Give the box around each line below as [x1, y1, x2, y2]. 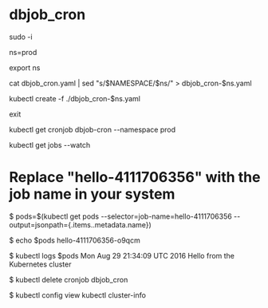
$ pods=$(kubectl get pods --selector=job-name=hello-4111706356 [9, 211, 232, 221]
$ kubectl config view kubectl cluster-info [9, 290, 147, 300]
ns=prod [9, 47, 37, 57]
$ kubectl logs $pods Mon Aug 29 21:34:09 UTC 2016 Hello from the [9, 251, 235, 260]
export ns [9, 62, 41, 73]
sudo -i [9, 32, 33, 41]
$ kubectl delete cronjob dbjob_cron [9, 274, 128, 284]
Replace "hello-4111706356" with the [9, 168, 261, 187]
